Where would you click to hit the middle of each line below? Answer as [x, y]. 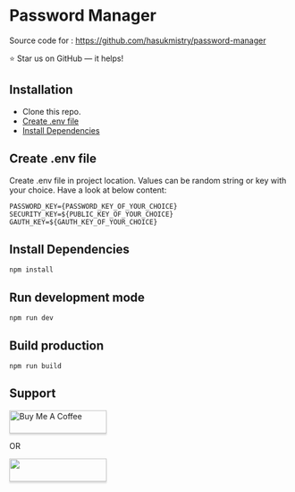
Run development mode [77, 297]
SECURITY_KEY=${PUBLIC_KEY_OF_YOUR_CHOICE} [92, 214]
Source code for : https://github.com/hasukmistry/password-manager [138, 40]
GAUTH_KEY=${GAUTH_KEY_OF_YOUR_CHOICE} [84, 222]
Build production [57, 345]
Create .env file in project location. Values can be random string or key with [148, 180]
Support [33, 394]
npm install [31, 270]
